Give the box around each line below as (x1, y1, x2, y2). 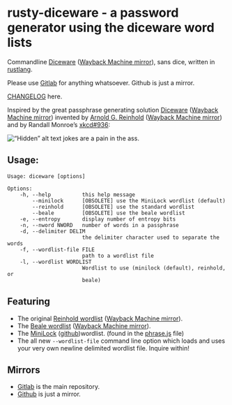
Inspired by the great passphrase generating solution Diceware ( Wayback (7, 105, 219, 114)
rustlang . (7, 65, 33, 73)
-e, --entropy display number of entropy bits (20, 215, 176, 223)
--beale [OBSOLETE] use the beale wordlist (32, 209, 186, 216)
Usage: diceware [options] (7, 172, 86, 179)
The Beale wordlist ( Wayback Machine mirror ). (17, 321, 151, 330)
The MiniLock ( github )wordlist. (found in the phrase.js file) (17, 329, 185, 337)
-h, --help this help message (20, 191, 136, 198)
